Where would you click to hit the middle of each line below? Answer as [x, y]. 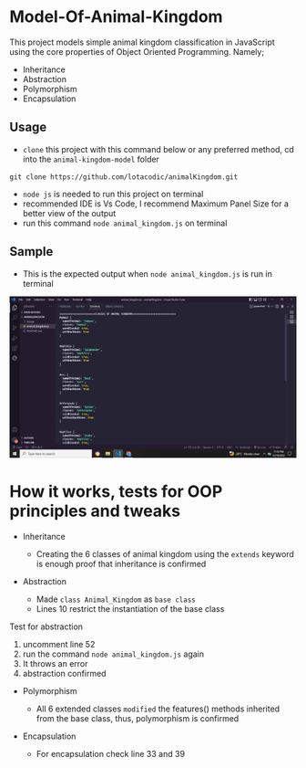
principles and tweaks [95, 511]
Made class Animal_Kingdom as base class [116, 599]
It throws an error [55, 663]
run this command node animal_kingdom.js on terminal [125, 223]
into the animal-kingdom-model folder [91, 159]
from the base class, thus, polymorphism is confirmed [138, 718]
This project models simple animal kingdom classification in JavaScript [142, 42]
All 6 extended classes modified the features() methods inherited [158, 709]
